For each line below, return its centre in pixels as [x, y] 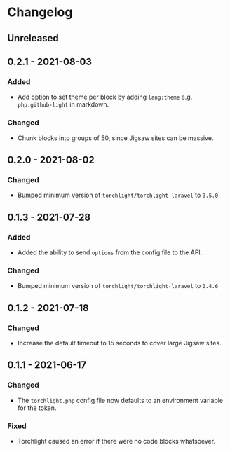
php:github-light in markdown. [63, 104]
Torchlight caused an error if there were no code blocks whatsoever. [116, 441]
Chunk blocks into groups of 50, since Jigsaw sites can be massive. [115, 138]
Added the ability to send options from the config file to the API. [110, 252]
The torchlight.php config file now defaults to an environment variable [120, 400]
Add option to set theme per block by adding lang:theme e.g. [105, 97]
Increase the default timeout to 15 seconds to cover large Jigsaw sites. [120, 343]
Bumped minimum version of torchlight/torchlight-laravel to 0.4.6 [118, 286]
